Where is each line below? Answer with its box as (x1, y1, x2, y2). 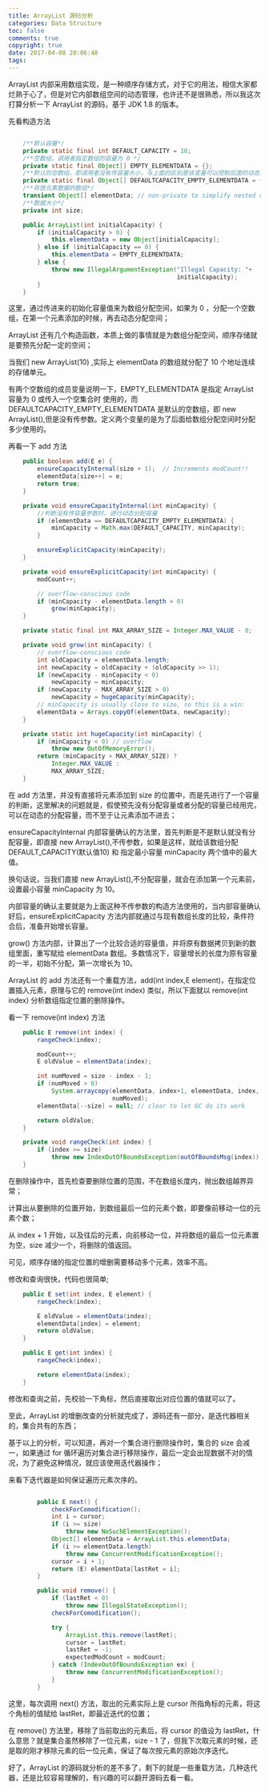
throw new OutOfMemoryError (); (50, 745, 156, 753)
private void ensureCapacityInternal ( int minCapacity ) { (22, 501, 217, 509)
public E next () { (37, 1498, 98, 1506)
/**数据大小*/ (22, 199, 65, 207)
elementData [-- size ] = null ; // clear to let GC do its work (37, 1102, 246, 1110)
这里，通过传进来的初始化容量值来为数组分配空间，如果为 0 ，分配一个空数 (8, 304, 255, 313)
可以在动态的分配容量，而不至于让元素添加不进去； (8, 810, 177, 819)
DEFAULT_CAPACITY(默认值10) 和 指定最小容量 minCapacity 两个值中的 (8, 847, 243, 857)
